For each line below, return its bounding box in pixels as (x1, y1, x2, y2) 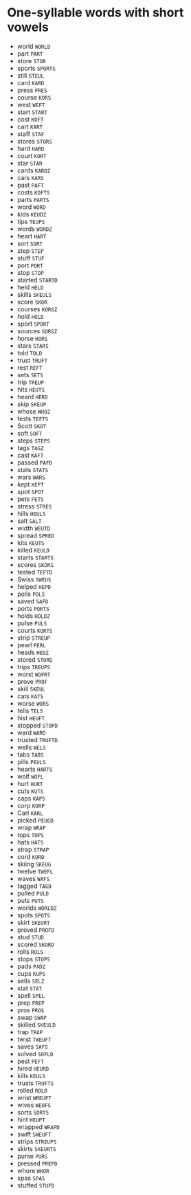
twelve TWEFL (16, 867, 54, 875)
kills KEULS (16, 1071, 46, 1080)
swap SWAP (16, 1013, 47, 1021)
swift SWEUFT (16, 1130, 52, 1138)
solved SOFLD (16, 1049, 54, 1058)
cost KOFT (16, 115, 44, 123)
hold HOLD (16, 312, 45, 320)
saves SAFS (16, 1042, 48, 1051)
